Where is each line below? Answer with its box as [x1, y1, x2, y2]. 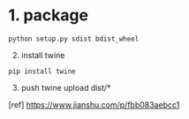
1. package [8, 5, 89, 26]
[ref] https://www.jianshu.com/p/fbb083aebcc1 [8, 99, 180, 110]
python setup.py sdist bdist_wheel [8, 34, 140, 43]
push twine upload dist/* [20, 82, 111, 93]
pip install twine [8, 67, 76, 76]
